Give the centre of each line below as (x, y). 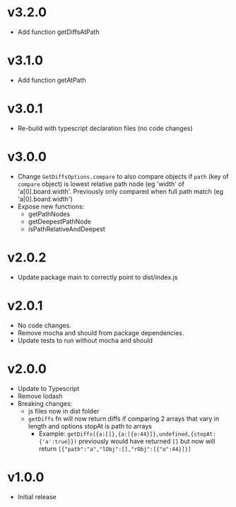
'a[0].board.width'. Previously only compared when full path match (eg (120, 191)
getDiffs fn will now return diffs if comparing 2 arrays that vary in (124, 419)
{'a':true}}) (58, 442)
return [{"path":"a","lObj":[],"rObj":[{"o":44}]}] (115, 448)
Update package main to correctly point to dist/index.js (98, 277)
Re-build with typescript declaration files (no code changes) (105, 128)
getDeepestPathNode (60, 221)
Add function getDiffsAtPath (59, 32)
